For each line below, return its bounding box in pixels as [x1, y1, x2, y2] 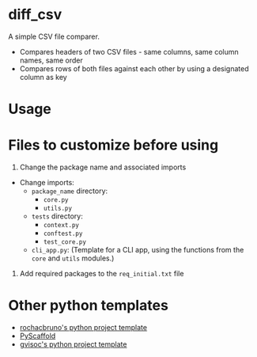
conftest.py [43, 230, 83, 238]
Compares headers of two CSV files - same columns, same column [19, 47, 239, 56]
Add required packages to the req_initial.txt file [19, 269, 184, 279]
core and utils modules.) [31, 253, 115, 263]
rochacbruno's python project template [19, 323, 148, 332]
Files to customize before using [8, 136, 219, 154]
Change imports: [19, 178, 75, 188]
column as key [19, 72, 67, 82]
